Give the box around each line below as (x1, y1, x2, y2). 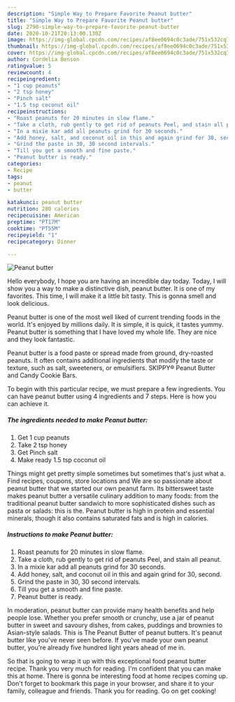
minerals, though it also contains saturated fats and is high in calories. (7, 514, 208, 522)
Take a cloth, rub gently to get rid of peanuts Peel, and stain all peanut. (17, 555, 222, 564)
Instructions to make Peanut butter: (7, 530, 113, 539)
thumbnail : (7, 43, 39, 50)
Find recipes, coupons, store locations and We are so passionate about (7, 477, 212, 485)
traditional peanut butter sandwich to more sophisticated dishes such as (7, 499, 215, 508)
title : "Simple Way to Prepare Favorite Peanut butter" (7, 17, 173, 24)
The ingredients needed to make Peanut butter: (7, 415, 148, 424)
